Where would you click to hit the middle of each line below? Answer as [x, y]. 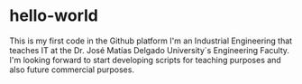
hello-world [54, 16]
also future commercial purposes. [72, 70]
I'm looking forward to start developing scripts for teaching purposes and [145, 60]
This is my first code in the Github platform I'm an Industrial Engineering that [151, 41]
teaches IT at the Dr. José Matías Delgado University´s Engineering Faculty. [150, 50]
